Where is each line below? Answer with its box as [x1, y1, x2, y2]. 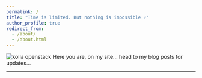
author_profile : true [6, 20, 61, 26]
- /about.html [11, 37, 47, 43]
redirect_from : [6, 25, 44, 32]
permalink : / [6, 8, 39, 15]
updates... [6, 59, 31, 67]
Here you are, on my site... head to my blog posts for [52, 53, 183, 60]
